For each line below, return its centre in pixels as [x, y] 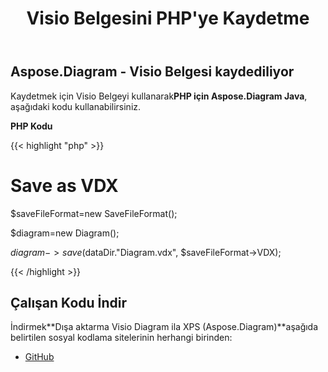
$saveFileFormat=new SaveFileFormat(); [94, 213]
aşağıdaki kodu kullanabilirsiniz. [76, 106]
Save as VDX [64, 185]
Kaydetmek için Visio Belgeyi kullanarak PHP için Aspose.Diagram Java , [159, 96]
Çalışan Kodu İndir [68, 302]
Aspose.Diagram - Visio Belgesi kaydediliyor [152, 72]
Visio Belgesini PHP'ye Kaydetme [168, 18]
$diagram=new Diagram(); [65, 233]
